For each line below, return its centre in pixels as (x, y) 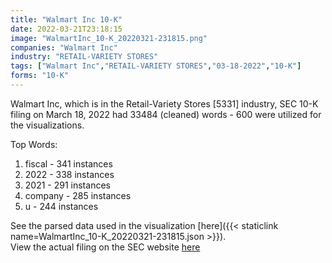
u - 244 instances (61, 206)
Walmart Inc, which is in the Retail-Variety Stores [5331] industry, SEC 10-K (164, 103)
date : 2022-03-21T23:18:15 (66, 29)
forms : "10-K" (40, 76)
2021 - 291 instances (67, 185)
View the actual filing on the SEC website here (105, 247)
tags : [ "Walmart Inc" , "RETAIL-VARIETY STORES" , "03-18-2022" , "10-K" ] (156, 66)
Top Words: (34, 144)
